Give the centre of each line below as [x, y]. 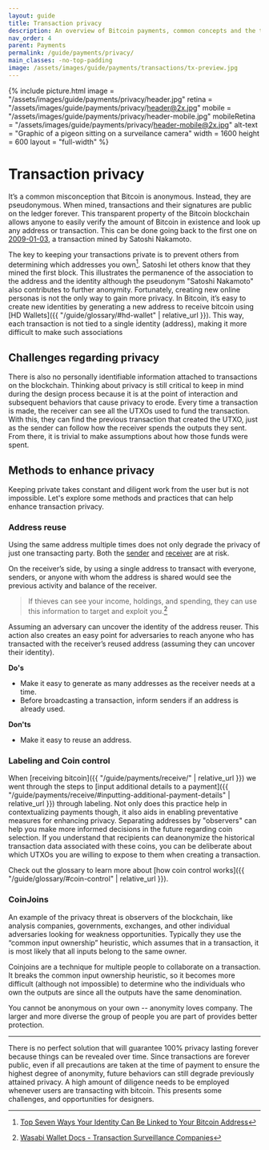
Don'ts [20, 724]
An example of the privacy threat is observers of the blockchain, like [121, 917]
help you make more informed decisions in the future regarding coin [120, 829]
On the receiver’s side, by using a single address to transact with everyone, [132, 569]
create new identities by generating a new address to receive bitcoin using [131, 307]
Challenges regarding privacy [84, 357]
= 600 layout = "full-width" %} [59, 142]
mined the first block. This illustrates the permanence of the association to [131, 272]
